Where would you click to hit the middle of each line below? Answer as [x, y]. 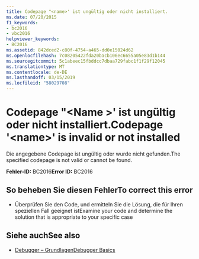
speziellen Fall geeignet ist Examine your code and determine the [94, 211]
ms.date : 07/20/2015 [32, 17]
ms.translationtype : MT [36, 67]
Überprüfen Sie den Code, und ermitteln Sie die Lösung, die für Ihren [99, 204]
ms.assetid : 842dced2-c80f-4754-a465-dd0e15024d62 [70, 50]
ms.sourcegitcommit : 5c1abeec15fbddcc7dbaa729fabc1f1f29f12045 [86, 61]
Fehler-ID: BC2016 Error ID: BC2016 [49, 171]
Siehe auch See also [43, 236]
